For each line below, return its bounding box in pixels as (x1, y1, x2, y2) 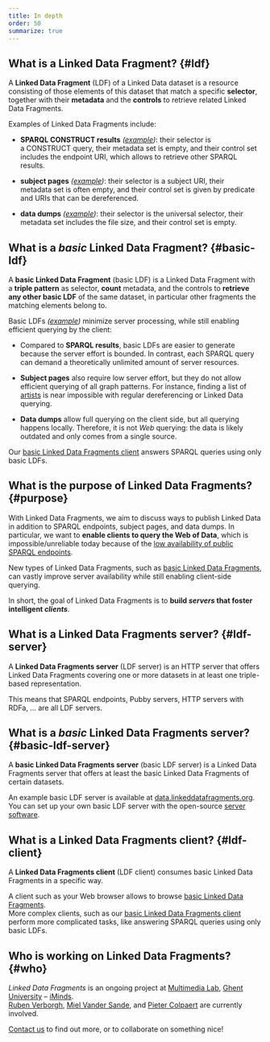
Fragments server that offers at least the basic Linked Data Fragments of (8, 769, 250, 778)
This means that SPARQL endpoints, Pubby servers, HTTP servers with (8, 694, 244, 704)
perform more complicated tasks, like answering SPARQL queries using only (8, 917, 261, 927)
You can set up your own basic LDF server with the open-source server (8, 801, 246, 811)
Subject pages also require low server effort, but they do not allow (19, 373, 242, 383)
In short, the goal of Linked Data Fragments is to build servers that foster (8, 596, 253, 605)
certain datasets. (8, 777, 64, 787)
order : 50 (8, 19, 42, 27)
